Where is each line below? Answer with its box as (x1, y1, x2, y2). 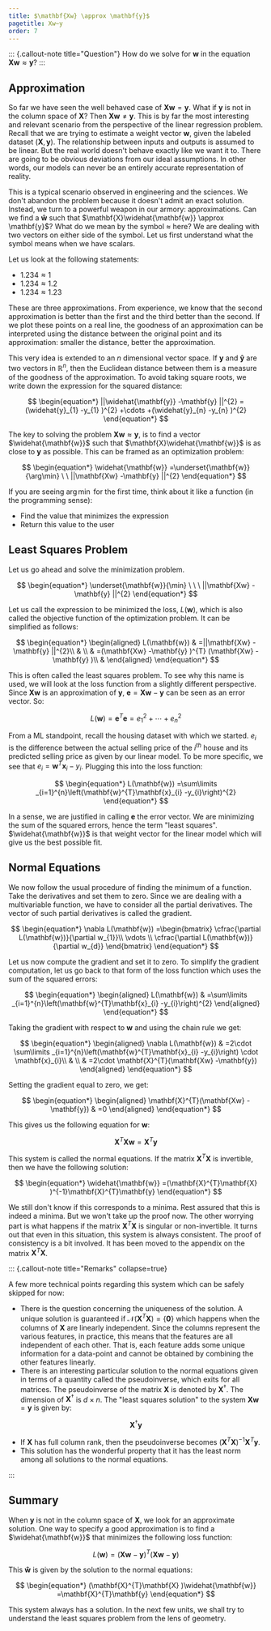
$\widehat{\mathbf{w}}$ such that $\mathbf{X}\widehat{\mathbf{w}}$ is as (8, 438, 261, 448)
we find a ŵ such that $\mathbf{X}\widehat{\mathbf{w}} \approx (8, 213, 224, 223)
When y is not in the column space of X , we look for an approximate (8, 1515, 235, 1525)
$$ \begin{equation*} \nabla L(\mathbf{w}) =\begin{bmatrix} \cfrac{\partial (11, 924, 261, 934)
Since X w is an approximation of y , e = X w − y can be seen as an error (8, 688, 245, 697)
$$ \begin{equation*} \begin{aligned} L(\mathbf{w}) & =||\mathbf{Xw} (15, 637, 251, 647)
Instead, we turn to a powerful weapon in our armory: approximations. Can (8, 204, 257, 215)
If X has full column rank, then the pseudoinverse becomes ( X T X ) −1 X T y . (19, 1436, 260, 1446)
